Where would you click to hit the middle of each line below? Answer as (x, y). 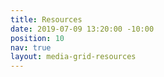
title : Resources (46, 19)
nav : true (31, 47)
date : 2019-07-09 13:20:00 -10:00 (82, 29)
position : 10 (37, 38)
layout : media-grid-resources (73, 57)
